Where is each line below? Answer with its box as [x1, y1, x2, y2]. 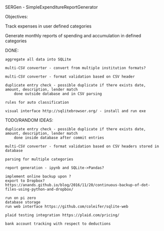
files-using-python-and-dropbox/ [5, 187, 74, 192]
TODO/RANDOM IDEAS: [5, 117, 54, 123]
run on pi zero [5, 196, 36, 201]
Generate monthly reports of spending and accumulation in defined [5, 33, 141, 38]
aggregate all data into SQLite [5, 57, 71, 62]
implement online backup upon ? [5, 174, 71, 179]
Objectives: [5, 14, 28, 19]
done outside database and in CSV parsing [14, 91, 102, 96]
